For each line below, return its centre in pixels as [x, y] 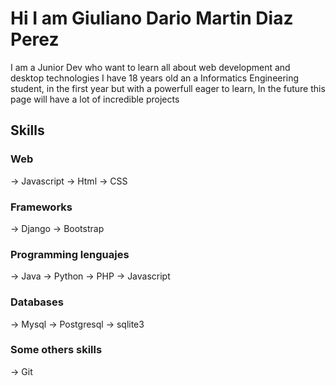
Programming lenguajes [70, 254]
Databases [37, 302]
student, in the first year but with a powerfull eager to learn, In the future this [168, 88]
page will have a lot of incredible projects [95, 99]
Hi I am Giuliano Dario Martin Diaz [152, 18]
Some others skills [56, 350]
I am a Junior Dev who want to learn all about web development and [150, 67]
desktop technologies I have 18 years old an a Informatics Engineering [155, 78]
